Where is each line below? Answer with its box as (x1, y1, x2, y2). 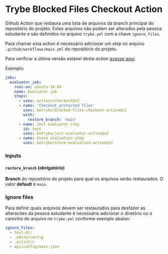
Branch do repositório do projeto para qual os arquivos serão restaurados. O (5, 176, 163, 182)
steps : (14, 94, 28, 99)
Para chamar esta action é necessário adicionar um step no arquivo (5, 40, 144, 46)
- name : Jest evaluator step (18, 121, 80, 126)
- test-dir (10, 230, 33, 235)
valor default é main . (5, 181, 48, 187)
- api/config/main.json (10, 244, 59, 249)
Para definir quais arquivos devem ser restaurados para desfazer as (5, 205, 145, 211)
